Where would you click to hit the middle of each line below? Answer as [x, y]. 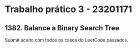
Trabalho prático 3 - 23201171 [68, 9]
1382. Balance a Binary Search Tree [62, 28]
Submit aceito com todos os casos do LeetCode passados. [66, 40]
